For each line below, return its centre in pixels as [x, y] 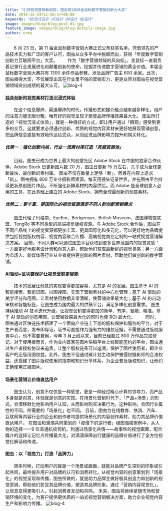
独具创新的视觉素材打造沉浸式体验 [40, 97]
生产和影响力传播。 [25, 503]
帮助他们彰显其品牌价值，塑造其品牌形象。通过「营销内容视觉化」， [91, 485]
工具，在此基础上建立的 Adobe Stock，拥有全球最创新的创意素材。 [82, 192]
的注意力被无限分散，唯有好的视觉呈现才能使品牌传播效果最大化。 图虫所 [80, 116]
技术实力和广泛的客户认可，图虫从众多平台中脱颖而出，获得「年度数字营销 [86, 54]
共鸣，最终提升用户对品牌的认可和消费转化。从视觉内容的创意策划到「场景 [86, 472]
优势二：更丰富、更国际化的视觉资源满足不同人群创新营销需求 [69, 204]
